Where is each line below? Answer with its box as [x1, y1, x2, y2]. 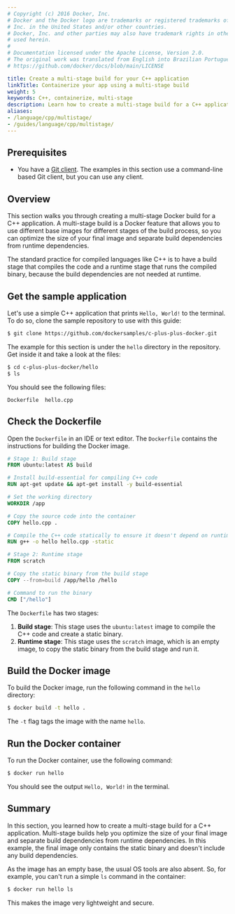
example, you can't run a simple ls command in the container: [7, 872, 187, 880]
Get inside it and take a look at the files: [7, 350, 121, 358]
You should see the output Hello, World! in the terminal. [7, 782, 170, 791]
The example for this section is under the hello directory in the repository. [7, 342, 221, 351]
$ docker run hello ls [7, 885, 73, 893]
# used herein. [7, 36, 52, 43]
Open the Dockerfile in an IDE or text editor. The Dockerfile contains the [7, 434, 218, 443]
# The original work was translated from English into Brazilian [7, 56, 201, 63]
